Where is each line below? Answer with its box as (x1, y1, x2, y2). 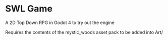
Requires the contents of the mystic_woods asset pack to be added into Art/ (5, 29, 163, 35)
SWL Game (5, 3, 53, 14)
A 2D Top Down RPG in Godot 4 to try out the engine (5, 19, 115, 25)
